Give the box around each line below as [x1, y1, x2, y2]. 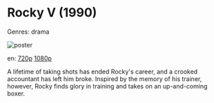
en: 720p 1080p [7, 54, 52, 62]
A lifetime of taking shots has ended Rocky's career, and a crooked [7, 67, 198, 76]
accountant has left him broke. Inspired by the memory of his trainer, [7, 74, 202, 83]
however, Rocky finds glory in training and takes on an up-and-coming [7, 82, 208, 90]
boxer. [7, 89, 26, 98]
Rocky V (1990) [7, 5, 97, 21]
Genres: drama [7, 27, 50, 36]
